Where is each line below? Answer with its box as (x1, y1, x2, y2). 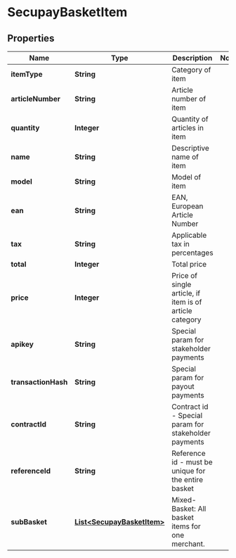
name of (171, 152, 199, 162)
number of (171, 94, 206, 103)
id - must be (171, 457, 213, 467)
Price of (171, 271, 198, 280)
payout (171, 381, 195, 391)
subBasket (11, 517, 48, 526)
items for (171, 521, 202, 531)
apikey (11, 339, 34, 349)
